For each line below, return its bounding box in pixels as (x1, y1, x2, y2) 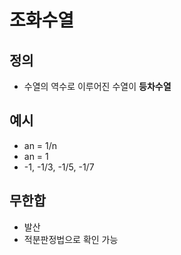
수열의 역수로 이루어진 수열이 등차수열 (23, 81, 172, 92)
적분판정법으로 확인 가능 (23, 233, 119, 245)
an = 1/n (23, 139, 58, 151)
